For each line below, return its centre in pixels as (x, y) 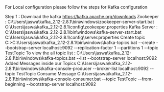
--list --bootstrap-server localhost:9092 (117, 58)
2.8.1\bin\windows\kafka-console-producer (48, 69)
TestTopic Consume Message (46, 74)
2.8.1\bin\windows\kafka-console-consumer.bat (53, 79)
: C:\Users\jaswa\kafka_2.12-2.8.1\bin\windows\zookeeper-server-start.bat (80, 22)
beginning (15, 84)
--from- (145, 79)
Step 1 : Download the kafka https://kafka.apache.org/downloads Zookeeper (82, 16)
